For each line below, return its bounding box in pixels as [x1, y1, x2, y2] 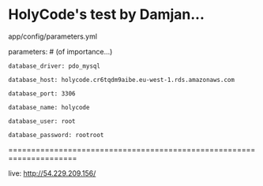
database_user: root [8, 117, 77, 125]
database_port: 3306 [8, 89, 77, 98]
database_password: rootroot [8, 131, 104, 139]
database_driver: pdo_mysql [8, 61, 101, 70]
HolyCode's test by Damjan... [8, 6, 205, 24]
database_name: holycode [8, 103, 90, 111]
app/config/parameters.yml [8, 32, 97, 41]
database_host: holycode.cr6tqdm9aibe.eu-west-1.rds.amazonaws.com [8, 76, 235, 84]
